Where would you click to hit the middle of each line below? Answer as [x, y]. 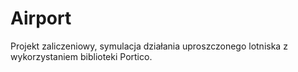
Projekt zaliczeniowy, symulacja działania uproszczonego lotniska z [149, 46]
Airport [41, 18]
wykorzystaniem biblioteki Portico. [81, 56]
